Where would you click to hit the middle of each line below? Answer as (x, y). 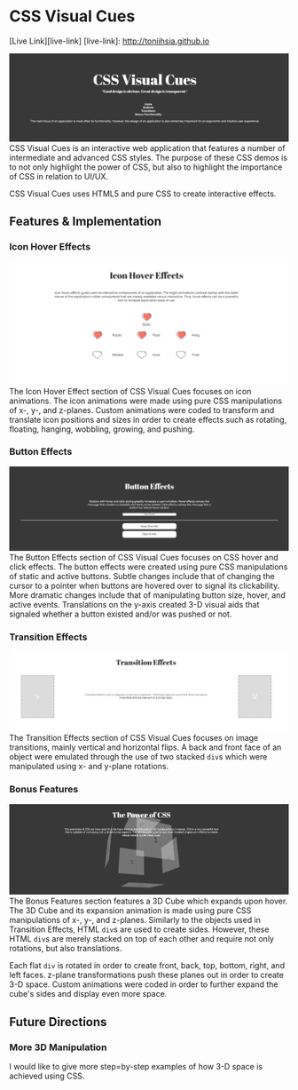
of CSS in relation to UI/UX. (59, 176)
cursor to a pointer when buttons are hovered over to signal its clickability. (145, 585)
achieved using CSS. (47, 1076)
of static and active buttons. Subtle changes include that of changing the (142, 576)
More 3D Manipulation (58, 1047)
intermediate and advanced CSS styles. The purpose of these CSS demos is (149, 157)
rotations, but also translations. (66, 949)
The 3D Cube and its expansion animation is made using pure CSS (130, 911)
